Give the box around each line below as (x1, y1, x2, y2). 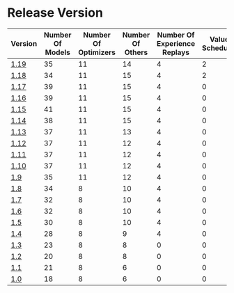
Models (45, 47, 71, 57)
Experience (156, 38, 196, 48)
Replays (162, 47, 190, 57)
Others (124, 47, 148, 57)
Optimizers (77, 47, 116, 57)
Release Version (7, 5, 103, 21)
